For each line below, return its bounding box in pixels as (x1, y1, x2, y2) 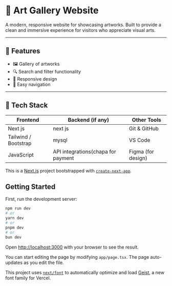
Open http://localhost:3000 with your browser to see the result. (5, 244, 139, 250)
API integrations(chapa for (53, 148, 116, 155)
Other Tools (132, 116, 161, 123)
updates (5, 259, 23, 265)
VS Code (128, 136, 150, 143)
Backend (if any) (68, 116, 109, 123)
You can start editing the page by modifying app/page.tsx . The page (5, 254, 149, 260)
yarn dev (5, 216, 24, 221)
